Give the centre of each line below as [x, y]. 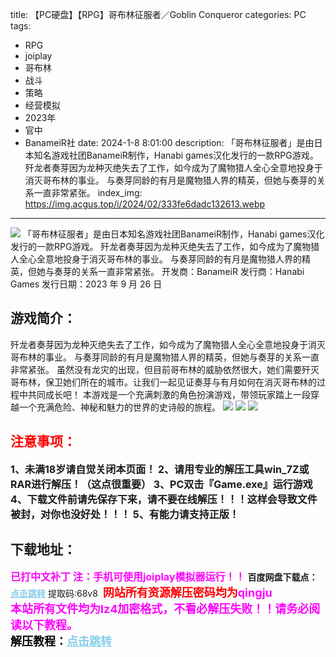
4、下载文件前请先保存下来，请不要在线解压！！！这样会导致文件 [164, 499]
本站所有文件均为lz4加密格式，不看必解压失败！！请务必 [160, 609]
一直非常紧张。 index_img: [88, 192]
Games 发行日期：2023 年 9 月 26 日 [86, 284]
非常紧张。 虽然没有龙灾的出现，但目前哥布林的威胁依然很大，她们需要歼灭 [165, 369]
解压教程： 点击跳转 [61, 641]
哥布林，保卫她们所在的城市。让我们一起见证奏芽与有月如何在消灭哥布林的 [163, 382]
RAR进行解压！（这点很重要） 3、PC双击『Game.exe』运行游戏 [161, 484]
